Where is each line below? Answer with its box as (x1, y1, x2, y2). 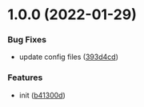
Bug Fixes (7, 34, 47, 46)
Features (7, 72, 43, 83)
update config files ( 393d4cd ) (18, 52, 119, 61)
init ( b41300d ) (18, 90, 66, 100)
